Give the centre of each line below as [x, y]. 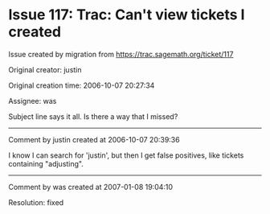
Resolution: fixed [36, 202]
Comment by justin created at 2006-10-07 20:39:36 [94, 139]
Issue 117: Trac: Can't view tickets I [127, 15]
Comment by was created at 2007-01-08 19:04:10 [91, 187]
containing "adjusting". [46, 163]
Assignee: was [33, 101]
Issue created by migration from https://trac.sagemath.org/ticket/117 [121, 54]
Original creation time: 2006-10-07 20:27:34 [82, 85]
